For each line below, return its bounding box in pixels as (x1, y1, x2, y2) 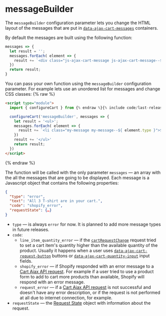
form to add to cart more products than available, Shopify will (19, 274, 145, 279)
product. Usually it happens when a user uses (19, 247, 113, 253)
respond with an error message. (19, 279, 85, 285)
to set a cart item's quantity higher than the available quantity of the (19, 242, 158, 248)
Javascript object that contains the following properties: (5, 180, 119, 186)
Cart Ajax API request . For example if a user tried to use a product (19, 268, 154, 275)
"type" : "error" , (9, 194, 45, 199)
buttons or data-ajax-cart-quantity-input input (51, 253, 150, 259)
